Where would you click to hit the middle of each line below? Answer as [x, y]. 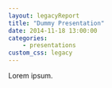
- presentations [50, 46]
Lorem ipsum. [31, 76]
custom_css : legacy [41, 53]
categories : [28, 38]
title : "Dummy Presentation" [56, 23]
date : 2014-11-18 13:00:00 [53, 30]
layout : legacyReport [44, 16]
